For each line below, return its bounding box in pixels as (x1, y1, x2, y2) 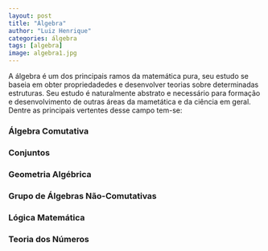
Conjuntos (8, 146, 51, 158)
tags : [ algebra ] (8, 42, 63, 50)
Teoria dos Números (8, 233, 90, 245)
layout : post (8, 11, 52, 20)
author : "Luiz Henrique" (8, 27, 92, 35)
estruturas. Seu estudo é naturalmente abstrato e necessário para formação (8, 88, 261, 97)
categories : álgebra (8, 34, 78, 43)
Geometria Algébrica (8, 168, 92, 179)
